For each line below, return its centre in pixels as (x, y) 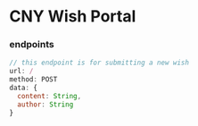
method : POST (33, 80)
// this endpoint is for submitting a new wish (99, 63)
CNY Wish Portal (73, 17)
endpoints (32, 45)
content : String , (49, 96)
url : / (21, 71)
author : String (45, 105)
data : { (24, 88)
